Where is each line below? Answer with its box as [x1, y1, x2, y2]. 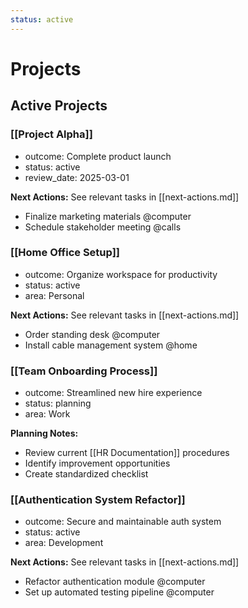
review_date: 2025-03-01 [24, 171, 130, 183]
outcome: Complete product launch [24, 150, 172, 162]
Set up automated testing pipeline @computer [24, 586, 215, 598]
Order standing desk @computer [24, 328, 161, 340]
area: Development [24, 537, 104, 549]
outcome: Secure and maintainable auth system [24, 516, 222, 528]
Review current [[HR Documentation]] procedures [24, 447, 230, 459]
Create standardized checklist [24, 468, 149, 480]
